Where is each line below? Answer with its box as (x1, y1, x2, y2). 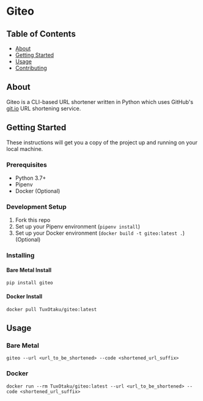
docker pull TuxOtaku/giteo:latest (6, 306, 97, 312)
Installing (6, 251, 35, 260)
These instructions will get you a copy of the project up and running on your (6, 139, 197, 146)
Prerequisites (6, 160, 47, 169)
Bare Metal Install (6, 266, 52, 273)
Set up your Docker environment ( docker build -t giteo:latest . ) (15, 229, 185, 237)
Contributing (15, 64, 47, 72)
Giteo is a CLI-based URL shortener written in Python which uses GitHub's (6, 98, 194, 105)
